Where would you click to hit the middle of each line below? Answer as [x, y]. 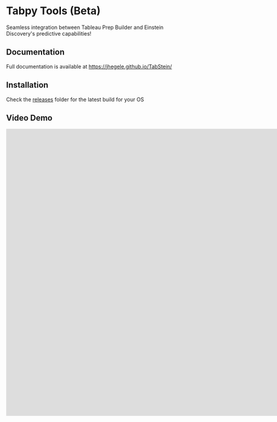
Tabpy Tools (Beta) [53, 11]
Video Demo [29, 117]
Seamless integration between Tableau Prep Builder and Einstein [85, 27]
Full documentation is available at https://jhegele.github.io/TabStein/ [89, 66]
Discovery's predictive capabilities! [49, 33]
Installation [27, 85]
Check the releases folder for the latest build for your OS [75, 99]
